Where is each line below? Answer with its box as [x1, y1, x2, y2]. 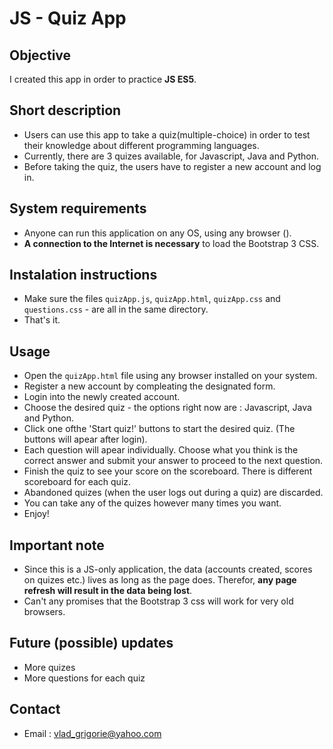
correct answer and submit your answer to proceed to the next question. [23, 455, 324, 467]
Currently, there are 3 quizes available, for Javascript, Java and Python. [23, 150, 320, 162]
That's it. [23, 314, 61, 326]
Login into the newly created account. [23, 391, 181, 403]
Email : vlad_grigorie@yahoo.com [23, 727, 162, 739]
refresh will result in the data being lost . [23, 585, 193, 597]
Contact [9, 701, 61, 718]
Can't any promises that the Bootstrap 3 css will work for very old [23, 595, 294, 607]
